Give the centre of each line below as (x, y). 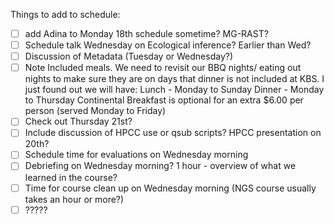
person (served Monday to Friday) (95, 111)
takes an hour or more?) (74, 199)
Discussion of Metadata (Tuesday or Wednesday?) (129, 56)
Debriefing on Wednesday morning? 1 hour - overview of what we (160, 166)
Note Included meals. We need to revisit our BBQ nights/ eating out (163, 68)
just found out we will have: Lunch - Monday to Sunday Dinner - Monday (174, 90)
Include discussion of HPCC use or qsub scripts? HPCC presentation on (173, 133)
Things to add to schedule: (65, 14)
